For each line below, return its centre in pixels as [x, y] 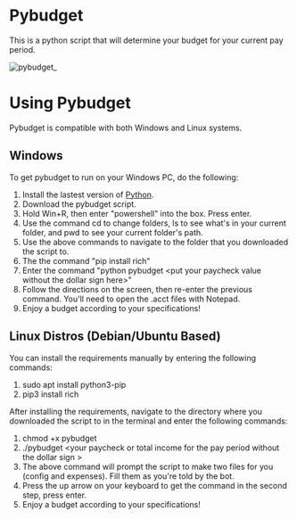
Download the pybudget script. [79, 204]
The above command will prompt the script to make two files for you [148, 466]
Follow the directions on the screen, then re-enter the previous [137, 289]
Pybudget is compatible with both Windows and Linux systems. [126, 128]
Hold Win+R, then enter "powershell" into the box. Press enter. [137, 213]
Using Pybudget [70, 103]
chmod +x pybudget [59, 438]
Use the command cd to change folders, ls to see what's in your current [154, 223]
